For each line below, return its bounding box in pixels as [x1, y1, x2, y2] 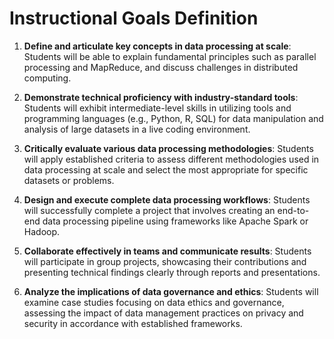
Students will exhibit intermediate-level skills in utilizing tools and [23, 102, 292, 114]
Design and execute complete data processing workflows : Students [23, 193, 311, 206]
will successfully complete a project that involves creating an [23, 204, 276, 216]
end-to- [277, 204, 310, 216]
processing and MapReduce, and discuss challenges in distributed [23, 61, 299, 73]
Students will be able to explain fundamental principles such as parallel [23, 50, 317, 62]
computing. [23, 72, 72, 84]
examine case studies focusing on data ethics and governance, [23, 296, 285, 308]
